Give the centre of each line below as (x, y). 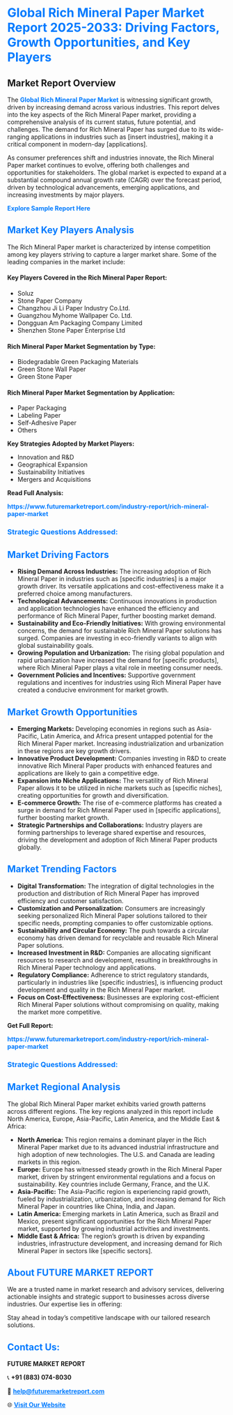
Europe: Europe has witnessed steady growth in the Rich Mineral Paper (120, 1169)
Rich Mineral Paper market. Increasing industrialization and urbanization (120, 743)
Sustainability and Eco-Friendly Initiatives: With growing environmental (121, 623)
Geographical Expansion (53, 464)
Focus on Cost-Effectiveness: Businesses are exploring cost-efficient (118, 997)
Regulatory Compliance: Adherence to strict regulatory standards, (113, 975)
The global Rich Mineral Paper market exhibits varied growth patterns (107, 1104)
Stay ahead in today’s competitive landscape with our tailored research (109, 1318)
